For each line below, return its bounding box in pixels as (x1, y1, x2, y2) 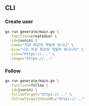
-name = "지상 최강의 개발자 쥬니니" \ (9, 43, 74, 48)
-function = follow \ (9, 83, 49, 88)
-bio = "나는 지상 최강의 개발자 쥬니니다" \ (9, 47, 84, 52)
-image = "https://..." (9, 56, 53, 61)
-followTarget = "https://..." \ (9, 92, 72, 97)
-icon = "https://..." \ (9, 52, 55, 57)
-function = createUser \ (9, 34, 57, 39)
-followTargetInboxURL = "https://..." (9, 96, 85, 101)
